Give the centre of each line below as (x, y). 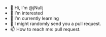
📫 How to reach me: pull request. (45, 29)
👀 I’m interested (26, 13)
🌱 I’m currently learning (34, 18)
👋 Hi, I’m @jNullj (27, 8)
